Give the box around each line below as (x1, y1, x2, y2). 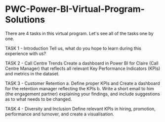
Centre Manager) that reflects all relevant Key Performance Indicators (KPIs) (5, 65, 161, 71)
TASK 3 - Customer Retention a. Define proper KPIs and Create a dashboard (5, 80, 161, 86)
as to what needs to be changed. (5, 96, 72, 102)
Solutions (5, 14, 45, 25)
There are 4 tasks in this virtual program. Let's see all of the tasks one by (5, 30, 154, 36)
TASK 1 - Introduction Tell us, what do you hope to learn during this (5, 45, 142, 51)
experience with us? (5, 51, 46, 57)
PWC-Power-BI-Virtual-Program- (5, 3, 145, 15)
